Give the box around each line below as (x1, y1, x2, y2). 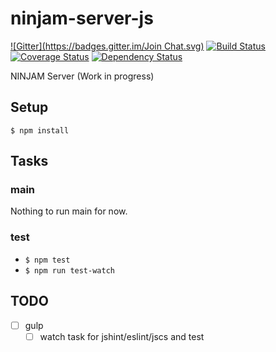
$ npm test (24, 255, 71, 265)
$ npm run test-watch (24, 265, 115, 276)
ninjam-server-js (10, 7, 154, 30)
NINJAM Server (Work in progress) (10, 70, 155, 82)
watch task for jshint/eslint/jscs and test (39, 330, 205, 342)
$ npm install (10, 125, 70, 136)
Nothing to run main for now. (10, 205, 128, 217)
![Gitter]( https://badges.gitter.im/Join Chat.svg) (10, 40, 205, 52)
